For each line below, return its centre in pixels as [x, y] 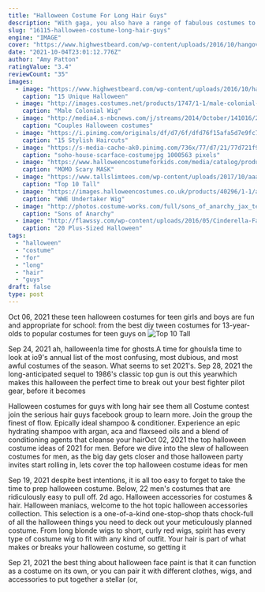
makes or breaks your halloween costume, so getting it [97, 547]
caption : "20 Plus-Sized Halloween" [83, 229]
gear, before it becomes [47, 391]
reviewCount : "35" [38, 74]
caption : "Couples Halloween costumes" [88, 126]
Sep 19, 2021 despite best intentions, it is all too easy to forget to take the [127, 480]
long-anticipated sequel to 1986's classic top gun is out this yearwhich [123, 374]
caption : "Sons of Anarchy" [68, 214]
